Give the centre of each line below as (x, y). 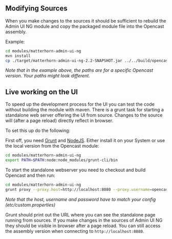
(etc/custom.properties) (30, 205)
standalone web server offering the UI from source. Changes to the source (84, 115)
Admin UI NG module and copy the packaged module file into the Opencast (85, 26)
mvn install (18, 56)
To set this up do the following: (38, 131)
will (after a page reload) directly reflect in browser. (59, 121)
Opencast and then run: (30, 175)
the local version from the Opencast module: (52, 146)
